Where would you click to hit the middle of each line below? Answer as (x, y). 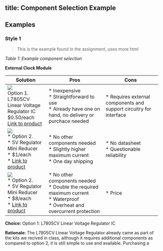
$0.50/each (21, 117)
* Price (114, 193)
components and (125, 103)
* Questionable (123, 149)
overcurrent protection (74, 212)
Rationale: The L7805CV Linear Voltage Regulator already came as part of (79, 233)
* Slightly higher (67, 149)
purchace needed (69, 121)
